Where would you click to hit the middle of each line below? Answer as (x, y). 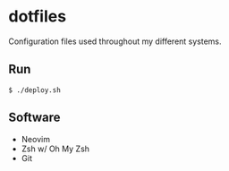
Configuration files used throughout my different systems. (115, 41)
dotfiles (38, 17)
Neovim (36, 139)
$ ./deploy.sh (35, 90)
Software (34, 118)
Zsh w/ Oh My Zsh (55, 149)
